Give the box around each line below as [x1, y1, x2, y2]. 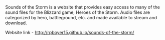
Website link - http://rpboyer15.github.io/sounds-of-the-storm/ [5, 30, 134, 35]
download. [5, 20, 27, 26]
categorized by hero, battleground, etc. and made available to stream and [5, 15, 157, 20]
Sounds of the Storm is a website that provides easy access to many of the [5, 4, 160, 10]
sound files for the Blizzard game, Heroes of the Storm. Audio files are [5, 9, 150, 15]
